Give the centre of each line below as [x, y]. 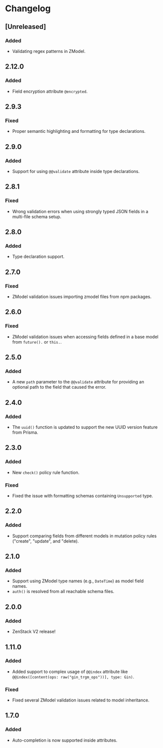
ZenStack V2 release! [34, 632]
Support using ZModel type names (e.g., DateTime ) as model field [78, 581]
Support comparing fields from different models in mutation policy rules [84, 536]
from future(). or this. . [37, 342]
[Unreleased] [26, 27]
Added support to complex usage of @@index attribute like [70, 672]
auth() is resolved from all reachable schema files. [63, 592]
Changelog [28, 9]
